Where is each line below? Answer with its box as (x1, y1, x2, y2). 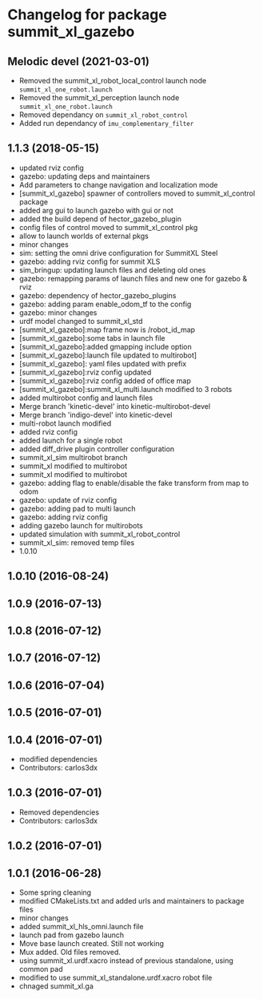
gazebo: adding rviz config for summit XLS (18, 257, 161, 266)
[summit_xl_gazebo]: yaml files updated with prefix (18, 358, 187, 368)
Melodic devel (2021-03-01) (7, 55, 149, 68)
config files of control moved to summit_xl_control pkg (18, 222, 198, 232)
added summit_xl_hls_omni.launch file (18, 921, 144, 931)
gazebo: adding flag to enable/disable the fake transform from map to (18, 478, 249, 487)
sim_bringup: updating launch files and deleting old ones (18, 265, 206, 274)
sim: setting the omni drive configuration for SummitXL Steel (18, 248, 218, 257)
